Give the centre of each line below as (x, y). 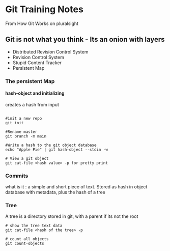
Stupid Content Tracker (37, 63)
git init (15, 123)
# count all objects (27, 239)
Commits (17, 176)
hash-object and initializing (35, 93)
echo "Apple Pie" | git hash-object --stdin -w (57, 149)
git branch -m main (26, 136)
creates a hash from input (32, 104)
